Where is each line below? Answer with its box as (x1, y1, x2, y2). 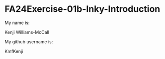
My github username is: (4, 38, 53, 45)
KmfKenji (4, 48, 23, 54)
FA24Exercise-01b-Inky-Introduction (4, 3, 161, 15)
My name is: (4, 20, 30, 26)
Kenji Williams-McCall (4, 29, 49, 35)
